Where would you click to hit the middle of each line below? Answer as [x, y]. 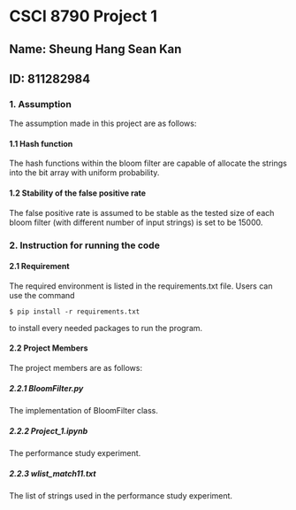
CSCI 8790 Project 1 [83, 16]
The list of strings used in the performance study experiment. [121, 495]
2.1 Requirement [39, 267]
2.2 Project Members [49, 348]
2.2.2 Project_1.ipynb [49, 430]
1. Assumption [41, 104]
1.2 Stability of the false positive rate [78, 193]
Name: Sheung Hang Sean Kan [95, 49]
